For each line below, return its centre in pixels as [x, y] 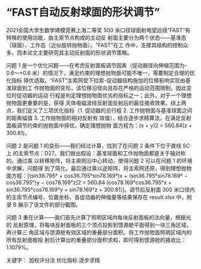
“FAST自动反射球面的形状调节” [83, 12]
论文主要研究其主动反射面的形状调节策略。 [79, 52]
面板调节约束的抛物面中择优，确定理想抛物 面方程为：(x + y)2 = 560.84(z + [99, 125]
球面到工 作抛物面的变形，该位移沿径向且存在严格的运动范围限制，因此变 [101, 88]
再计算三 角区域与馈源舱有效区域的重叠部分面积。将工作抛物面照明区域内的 [99, 232]
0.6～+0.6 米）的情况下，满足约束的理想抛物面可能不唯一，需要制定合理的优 [100, 73]
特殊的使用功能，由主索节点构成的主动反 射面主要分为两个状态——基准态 [96, 37]
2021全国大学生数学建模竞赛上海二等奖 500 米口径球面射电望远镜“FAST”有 [98, 30]
